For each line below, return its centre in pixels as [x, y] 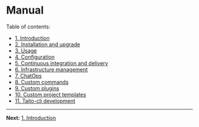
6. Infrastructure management [51, 69]
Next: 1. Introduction [31, 118]
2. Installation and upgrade [47, 44]
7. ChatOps [28, 76]
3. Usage [26, 50]
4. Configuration [35, 57]
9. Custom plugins [37, 88]
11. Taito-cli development [45, 100]
